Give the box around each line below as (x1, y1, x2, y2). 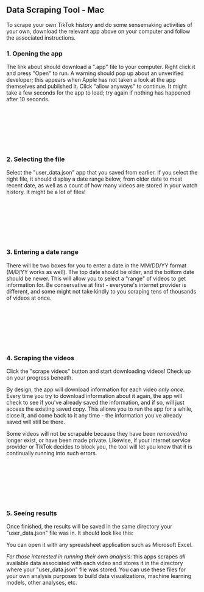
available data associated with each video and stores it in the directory (6, 560, 183, 567)
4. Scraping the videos (6, 353, 75, 362)
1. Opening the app (6, 49, 63, 57)
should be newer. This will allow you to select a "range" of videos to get (6, 275, 186, 282)
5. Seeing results (6, 509, 57, 518)
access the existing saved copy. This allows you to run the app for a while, (6, 405, 193, 413)
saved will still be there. (6, 418, 65, 425)
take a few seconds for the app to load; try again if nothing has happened (6, 89, 191, 96)
